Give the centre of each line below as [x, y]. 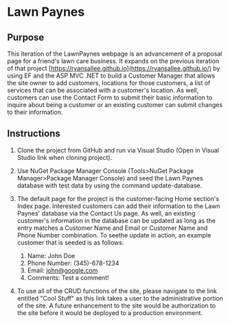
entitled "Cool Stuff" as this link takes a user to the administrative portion [120, 298]
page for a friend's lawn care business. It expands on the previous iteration [113, 61]
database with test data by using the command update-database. [110, 185]
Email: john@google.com [62, 270]
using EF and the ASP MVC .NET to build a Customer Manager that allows [111, 76]
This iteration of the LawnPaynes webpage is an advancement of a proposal [115, 54]
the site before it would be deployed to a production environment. [110, 312]
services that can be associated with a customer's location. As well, [103, 90]
